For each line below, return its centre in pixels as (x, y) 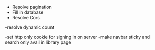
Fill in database (28, 12)
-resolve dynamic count (30, 27)
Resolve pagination (32, 7)
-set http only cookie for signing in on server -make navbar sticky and (77, 37)
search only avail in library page (38, 42)
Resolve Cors (26, 18)
